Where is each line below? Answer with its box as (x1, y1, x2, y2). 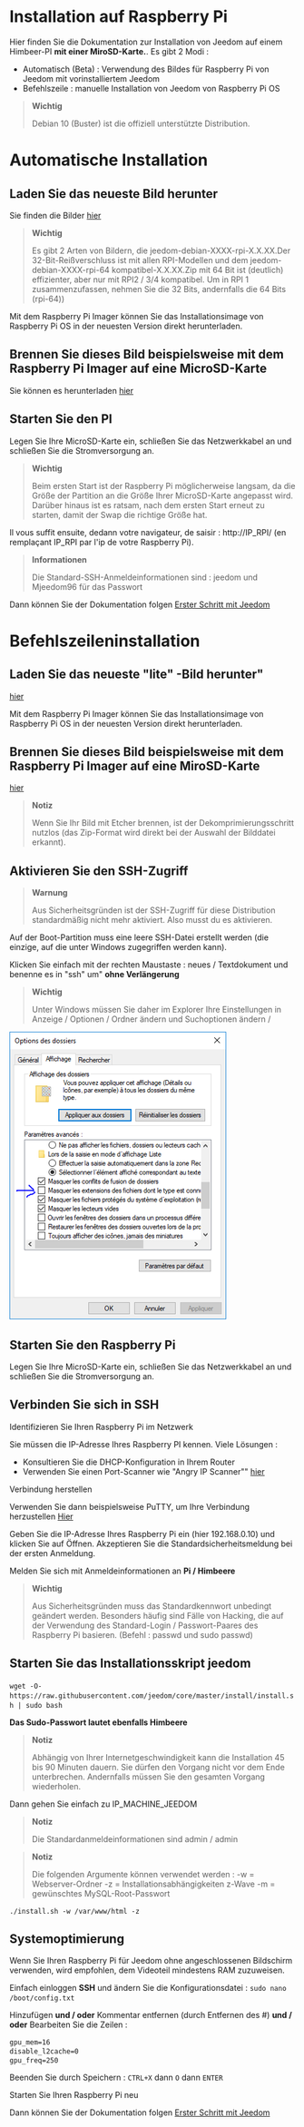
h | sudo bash (9, 1701, 64, 1710)
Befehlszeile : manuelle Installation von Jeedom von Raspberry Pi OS (22, 83, 280, 93)
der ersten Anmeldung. (9, 1547, 96, 1558)
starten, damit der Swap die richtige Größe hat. (31, 509, 208, 520)
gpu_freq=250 (9, 2056, 59, 2065)
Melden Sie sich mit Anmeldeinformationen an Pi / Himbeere (9, 1565, 236, 1576)
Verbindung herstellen (9, 1484, 93, 1495)
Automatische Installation (9, 150, 209, 171)
